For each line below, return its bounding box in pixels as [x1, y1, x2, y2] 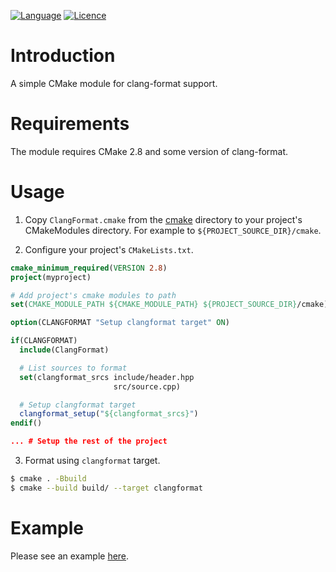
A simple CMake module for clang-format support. [10, 77, 218, 89]
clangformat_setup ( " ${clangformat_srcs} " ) [19, 409, 199, 419]
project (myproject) [10, 272, 92, 282]
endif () [10, 418, 43, 429]
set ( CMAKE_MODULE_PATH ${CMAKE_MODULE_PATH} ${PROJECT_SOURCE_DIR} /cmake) [10, 300, 329, 310]
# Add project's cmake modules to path [10, 290, 177, 300]
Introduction [10, 45, 116, 67]
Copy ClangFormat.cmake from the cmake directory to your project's [24, 213, 303, 225]
